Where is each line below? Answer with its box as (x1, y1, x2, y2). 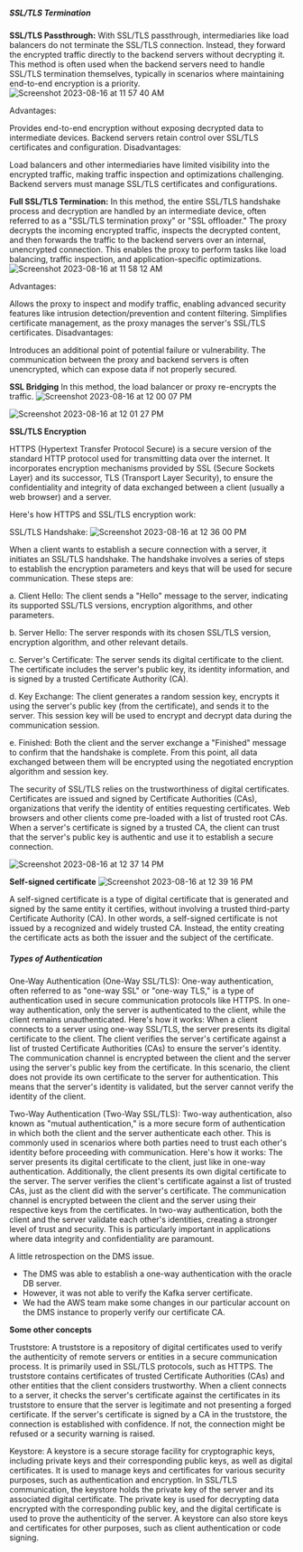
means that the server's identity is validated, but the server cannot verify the (9, 1081, 294, 1092)
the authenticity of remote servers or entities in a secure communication (9, 1351, 278, 1362)
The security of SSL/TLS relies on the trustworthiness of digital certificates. (9, 783, 290, 795)
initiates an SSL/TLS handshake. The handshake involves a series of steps (9, 553, 286, 564)
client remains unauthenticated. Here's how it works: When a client (9, 1013, 259, 1025)
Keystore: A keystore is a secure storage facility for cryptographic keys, (9, 1445, 275, 1456)
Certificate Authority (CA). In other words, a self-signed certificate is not (9, 913, 278, 924)
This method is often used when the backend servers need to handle (9, 59, 265, 70)
